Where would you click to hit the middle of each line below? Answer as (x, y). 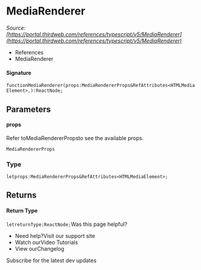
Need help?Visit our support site (55, 236)
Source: (16, 28)
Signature (19, 72)
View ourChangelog (39, 248)
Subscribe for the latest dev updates (51, 260)
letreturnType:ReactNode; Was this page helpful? (67, 224)
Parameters (29, 109)
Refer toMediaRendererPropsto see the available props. (75, 138)
